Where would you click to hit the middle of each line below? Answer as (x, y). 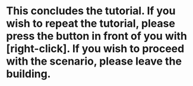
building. (29, 74)
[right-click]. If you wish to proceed (95, 49)
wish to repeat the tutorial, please (91, 23)
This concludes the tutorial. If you (91, 11)
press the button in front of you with (97, 36)
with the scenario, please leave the (94, 61)
